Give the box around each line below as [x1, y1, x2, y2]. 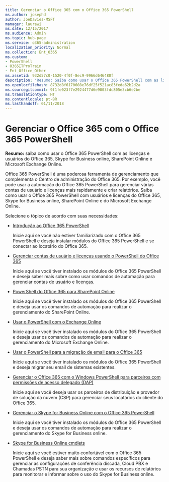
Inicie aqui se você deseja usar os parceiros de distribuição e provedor [12, 389, 159, 395]
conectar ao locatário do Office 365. [12, 243, 88, 249]
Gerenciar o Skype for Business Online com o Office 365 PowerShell [12, 410, 155, 416]
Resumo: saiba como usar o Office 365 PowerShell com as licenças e [5, 150, 150, 156]
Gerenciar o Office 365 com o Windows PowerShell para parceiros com [12, 374, 161, 380]
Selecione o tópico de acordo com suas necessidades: [5, 213, 119, 219]
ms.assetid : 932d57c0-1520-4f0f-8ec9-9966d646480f [5, 73, 114, 78]
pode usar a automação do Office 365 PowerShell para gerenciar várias [5, 182, 154, 188]
